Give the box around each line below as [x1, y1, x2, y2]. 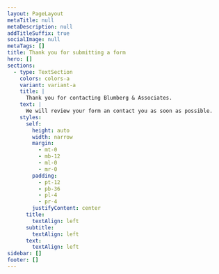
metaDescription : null [7, 23, 73, 30]
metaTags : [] [7, 43, 45, 50]
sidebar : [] [7, 250, 42, 257]
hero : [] [7, 56, 33, 63]
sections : [7, 62, 36, 69]
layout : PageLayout [7, 10, 64, 17]
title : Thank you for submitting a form [7, 50, 127, 56]
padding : [32, 172, 58, 179]
